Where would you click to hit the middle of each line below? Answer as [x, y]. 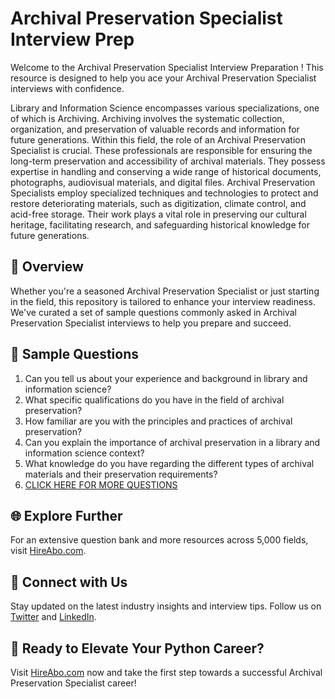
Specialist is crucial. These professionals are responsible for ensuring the [161, 150]
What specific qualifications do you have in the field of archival [154, 399]
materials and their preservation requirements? [121, 474]
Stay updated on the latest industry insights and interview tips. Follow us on [166, 606]
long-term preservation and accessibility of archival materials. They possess [168, 161]
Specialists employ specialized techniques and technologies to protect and [164, 193]
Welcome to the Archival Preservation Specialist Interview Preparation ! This [167, 67]
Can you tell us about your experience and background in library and [166, 378]
